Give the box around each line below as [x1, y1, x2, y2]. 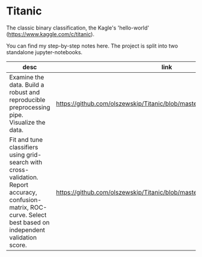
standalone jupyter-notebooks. [6, 48, 83, 55]
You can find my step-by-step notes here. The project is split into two [6, 42, 179, 49]
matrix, [9, 203, 29, 211]
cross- [9, 166, 29, 174]
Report [9, 181, 29, 189]
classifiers [9, 143, 38, 151]
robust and [9, 88, 40, 96]
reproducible [9, 95, 46, 104]
